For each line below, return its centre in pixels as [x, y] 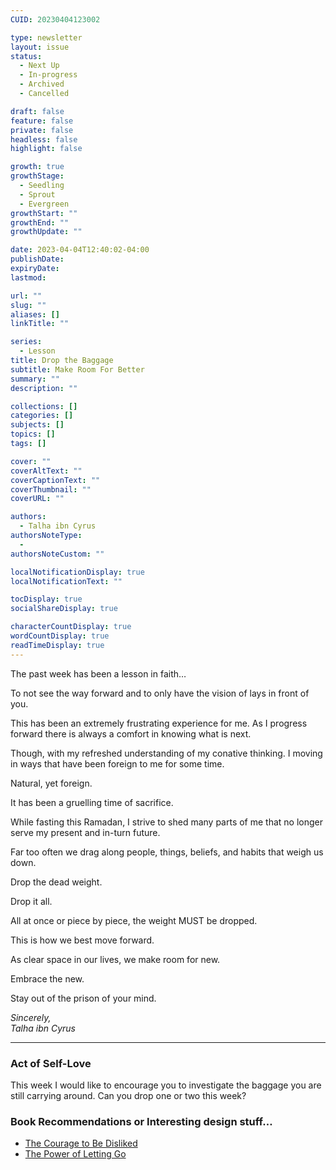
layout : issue [40, 47]
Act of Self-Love [51, 1063]
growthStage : [37, 176]
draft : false [37, 111]
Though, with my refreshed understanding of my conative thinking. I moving [166, 753]
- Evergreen [44, 204]
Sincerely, [31, 1017]
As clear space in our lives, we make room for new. [115, 959]
